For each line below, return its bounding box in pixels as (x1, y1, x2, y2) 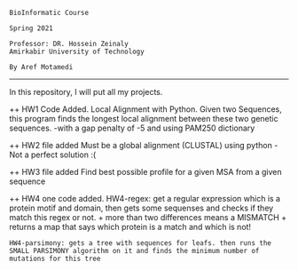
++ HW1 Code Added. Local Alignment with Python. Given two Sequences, (9, 104, 282, 115)
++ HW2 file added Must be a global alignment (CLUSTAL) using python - (9, 140, 278, 150)
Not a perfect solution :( (9, 149, 97, 160)
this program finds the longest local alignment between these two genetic (9, 114, 278, 123)
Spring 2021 (9, 24, 53, 33)
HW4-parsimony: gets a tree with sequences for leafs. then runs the (9, 239, 272, 248)
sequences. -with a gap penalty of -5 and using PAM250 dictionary (9, 123, 255, 133)
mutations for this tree (9, 254, 101, 263)
